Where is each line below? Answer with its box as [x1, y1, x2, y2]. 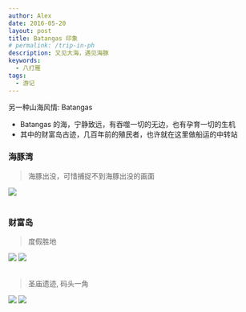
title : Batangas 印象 [8, 34, 79, 43]
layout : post [8, 27, 52, 35]
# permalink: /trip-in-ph [8, 42, 95, 50]
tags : [8, 72, 26, 80]
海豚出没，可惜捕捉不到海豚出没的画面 [27, 170, 155, 181]
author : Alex [8, 11, 52, 20]
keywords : [8, 57, 42, 65]
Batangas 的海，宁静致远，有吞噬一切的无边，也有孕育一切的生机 [19, 119, 236, 129]
